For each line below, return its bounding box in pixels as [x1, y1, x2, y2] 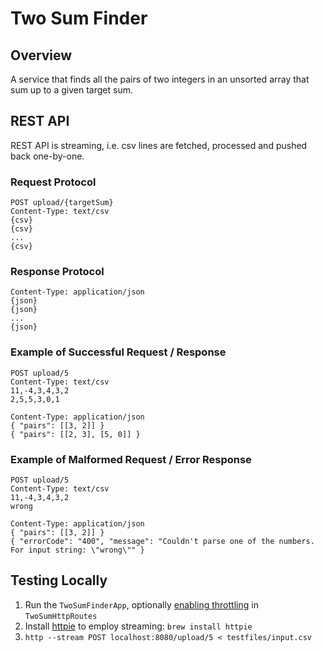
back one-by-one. [10, 150, 85, 162]
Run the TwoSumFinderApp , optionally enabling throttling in [24, 598, 259, 611]
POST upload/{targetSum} [10, 198, 114, 208]
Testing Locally [10, 572, 108, 589]
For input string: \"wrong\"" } [10, 545, 145, 555]
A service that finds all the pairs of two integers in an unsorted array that [10, 73, 310, 85]
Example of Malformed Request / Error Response [10, 452, 252, 466]
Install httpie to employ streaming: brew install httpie [24, 620, 253, 632]
